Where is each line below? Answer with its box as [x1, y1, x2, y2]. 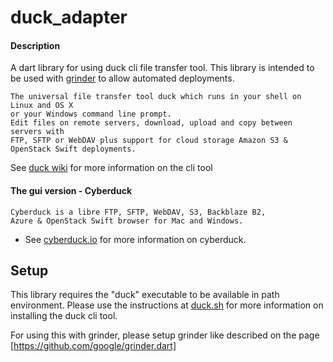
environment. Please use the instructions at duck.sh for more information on [10, 299, 324, 311]
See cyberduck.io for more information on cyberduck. [24, 233, 247, 245]
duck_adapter [10, 6, 128, 29]
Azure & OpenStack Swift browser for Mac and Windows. [10, 216, 244, 226]
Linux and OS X [10, 101, 74, 111]
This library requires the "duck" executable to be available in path [10, 289, 280, 301]
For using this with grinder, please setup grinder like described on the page [10, 329, 320, 341]
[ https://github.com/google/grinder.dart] [10, 340, 177, 352]
